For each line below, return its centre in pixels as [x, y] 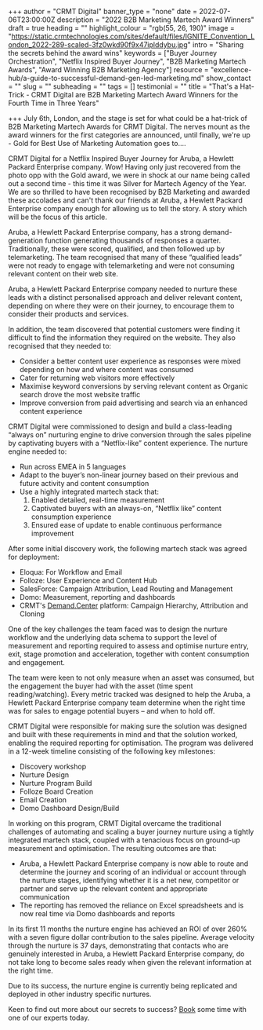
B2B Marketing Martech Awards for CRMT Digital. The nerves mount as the [129, 126]
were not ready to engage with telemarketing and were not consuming [121, 265]
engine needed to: [38, 451]
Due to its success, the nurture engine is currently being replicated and [122, 986]
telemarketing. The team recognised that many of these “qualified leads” [125, 257]
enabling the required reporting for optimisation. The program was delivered [131, 743]
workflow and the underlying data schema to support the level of [113, 637]
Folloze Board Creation [56, 791]
